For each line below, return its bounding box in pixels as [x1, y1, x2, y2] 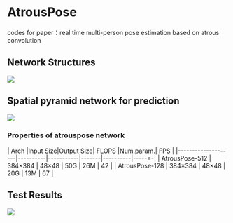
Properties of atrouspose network [7, 130, 125, 140]
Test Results [7, 189, 63, 201]
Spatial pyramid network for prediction [7, 95, 180, 107]
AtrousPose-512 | [161, 154, 211, 162]
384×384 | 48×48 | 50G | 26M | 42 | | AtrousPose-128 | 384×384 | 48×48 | [7, 161, 226, 170]
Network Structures [7, 57, 96, 69]
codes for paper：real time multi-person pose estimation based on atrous [7, 28, 220, 36]
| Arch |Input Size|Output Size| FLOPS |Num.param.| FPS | [7, 147, 175, 155]
